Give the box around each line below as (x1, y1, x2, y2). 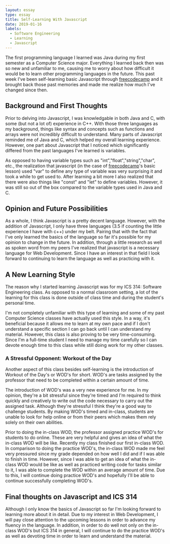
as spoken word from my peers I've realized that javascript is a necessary (5, 245, 159, 251)
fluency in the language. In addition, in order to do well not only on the (5, 522, 152, 528)
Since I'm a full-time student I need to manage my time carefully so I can (5, 337, 157, 343)
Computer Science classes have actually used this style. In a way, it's (5, 315, 151, 322)
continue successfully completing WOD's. (5, 478, 93, 484)
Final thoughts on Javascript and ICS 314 (5, 492, 138, 501)
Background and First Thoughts (5, 102, 108, 110)
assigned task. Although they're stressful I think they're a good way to (5, 403, 152, 409)
